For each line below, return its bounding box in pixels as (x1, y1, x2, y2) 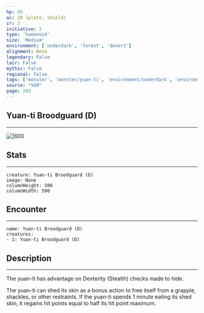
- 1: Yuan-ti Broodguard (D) (6, 236, 80, 243)
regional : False (6, 71, 47, 77)
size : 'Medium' (6, 37, 45, 43)
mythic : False (6, 65, 42, 72)
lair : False (6, 60, 36, 66)
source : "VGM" (6, 83, 42, 89)
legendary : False (6, 54, 50, 60)
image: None (6, 177, 36, 183)
